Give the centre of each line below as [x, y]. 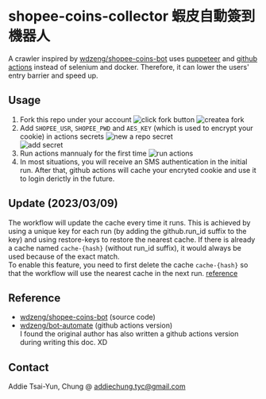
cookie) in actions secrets [62, 136]
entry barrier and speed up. [53, 75]
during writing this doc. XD [64, 343]
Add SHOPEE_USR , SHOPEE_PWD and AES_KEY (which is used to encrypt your [137, 128]
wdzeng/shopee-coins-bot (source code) [88, 317]
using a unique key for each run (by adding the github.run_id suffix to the [128, 231]
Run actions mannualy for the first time [83, 153]
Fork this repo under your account [76, 119]
